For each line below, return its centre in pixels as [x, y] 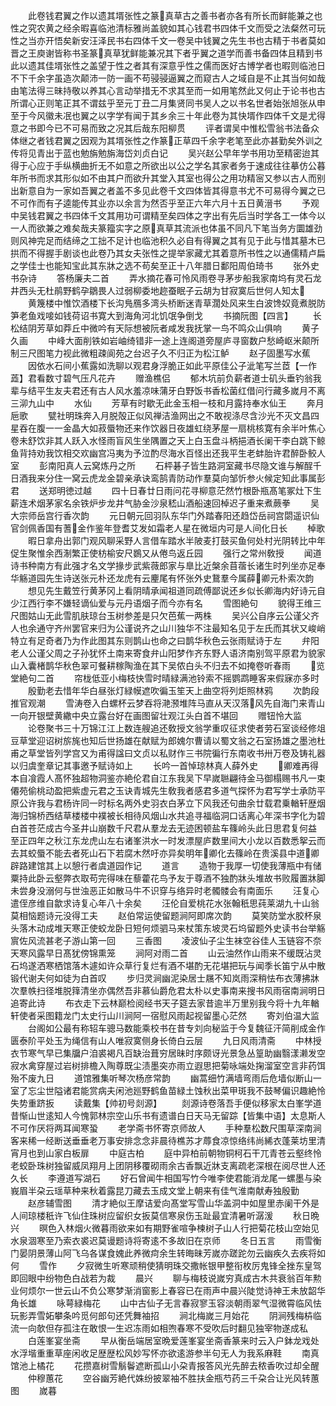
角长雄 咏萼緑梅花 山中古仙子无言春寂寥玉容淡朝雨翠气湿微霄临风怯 [166, 1303]
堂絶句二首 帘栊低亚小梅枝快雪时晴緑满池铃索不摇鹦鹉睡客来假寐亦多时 [165, 678]
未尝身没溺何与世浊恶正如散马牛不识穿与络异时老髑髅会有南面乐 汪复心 [165, 890]
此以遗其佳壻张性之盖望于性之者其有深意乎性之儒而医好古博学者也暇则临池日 [168, 65]
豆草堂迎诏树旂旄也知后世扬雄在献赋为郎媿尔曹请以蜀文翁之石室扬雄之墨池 [163, 740]
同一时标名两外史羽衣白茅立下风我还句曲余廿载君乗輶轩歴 [198, 803]
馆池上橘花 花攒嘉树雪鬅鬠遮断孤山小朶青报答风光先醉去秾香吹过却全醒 [165, 1365]
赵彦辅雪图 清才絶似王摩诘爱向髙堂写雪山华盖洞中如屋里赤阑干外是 [173, 1203]
